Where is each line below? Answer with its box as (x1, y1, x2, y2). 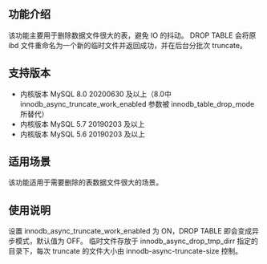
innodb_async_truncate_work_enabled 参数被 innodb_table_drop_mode (19, 99, 255, 108)
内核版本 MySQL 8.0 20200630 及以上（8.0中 (19, 89, 172, 99)
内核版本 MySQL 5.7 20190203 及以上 (19, 119, 146, 128)
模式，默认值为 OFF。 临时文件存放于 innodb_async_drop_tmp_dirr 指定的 (14, 236, 259, 246)
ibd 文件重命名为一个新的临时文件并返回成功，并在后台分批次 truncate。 (8, 40, 247, 50)
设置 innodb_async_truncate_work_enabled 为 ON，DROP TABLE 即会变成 (8, 226, 253, 236)
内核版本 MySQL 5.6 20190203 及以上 (19, 129, 146, 139)
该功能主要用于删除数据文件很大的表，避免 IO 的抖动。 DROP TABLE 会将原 (8, 30, 257, 40)
